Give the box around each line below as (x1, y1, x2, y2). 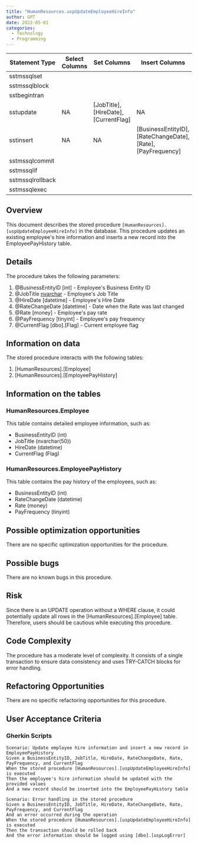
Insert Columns (141, 58, 186, 67)
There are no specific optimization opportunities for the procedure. (6, 541, 169, 548)
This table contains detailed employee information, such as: (6, 420, 151, 427)
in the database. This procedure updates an (78, 227, 185, 234)
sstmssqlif (9, 166, 38, 174)
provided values (6, 781, 46, 787)
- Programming (11, 36, 46, 42)
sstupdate (9, 108, 37, 116)
